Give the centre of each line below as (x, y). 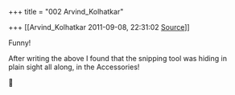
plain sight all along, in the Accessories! (74, 67)
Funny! (20, 43)
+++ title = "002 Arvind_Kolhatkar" (66, 12)
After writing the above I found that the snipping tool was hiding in (118, 58)
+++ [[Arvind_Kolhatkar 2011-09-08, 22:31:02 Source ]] (99, 27)
